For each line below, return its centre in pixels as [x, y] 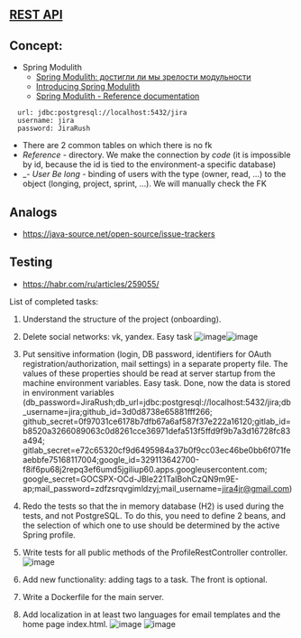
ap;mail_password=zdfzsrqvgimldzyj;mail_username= [122, 488]
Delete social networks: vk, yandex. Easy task [107, 336]
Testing [31, 263]
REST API [36, 15]
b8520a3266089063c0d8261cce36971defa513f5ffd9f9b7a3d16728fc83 [156, 431]
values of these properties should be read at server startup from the [149, 373]
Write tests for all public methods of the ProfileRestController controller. [155, 552]
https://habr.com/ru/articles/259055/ [91, 284]
